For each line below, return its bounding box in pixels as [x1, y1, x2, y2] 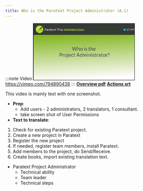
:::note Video [5, 75, 32, 81]
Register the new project [12, 138, 65, 144]
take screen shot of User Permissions [20, 111, 99, 117]
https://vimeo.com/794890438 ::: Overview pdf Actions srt [5, 80, 131, 87]
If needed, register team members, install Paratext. [12, 143, 119, 149]
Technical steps [20, 180, 53, 186]
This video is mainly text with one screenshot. [5, 91, 101, 97]
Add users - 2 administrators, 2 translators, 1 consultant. [20, 106, 138, 112]
